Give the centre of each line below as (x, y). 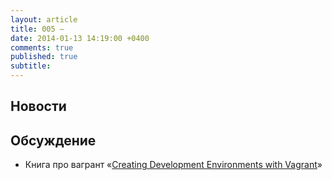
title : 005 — (37, 29)
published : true (44, 57)
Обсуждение (53, 140)
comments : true (42, 47)
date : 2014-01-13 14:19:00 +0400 (80, 38)
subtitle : (31, 66)
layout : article (44, 19)
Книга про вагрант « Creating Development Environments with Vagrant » (173, 165)
